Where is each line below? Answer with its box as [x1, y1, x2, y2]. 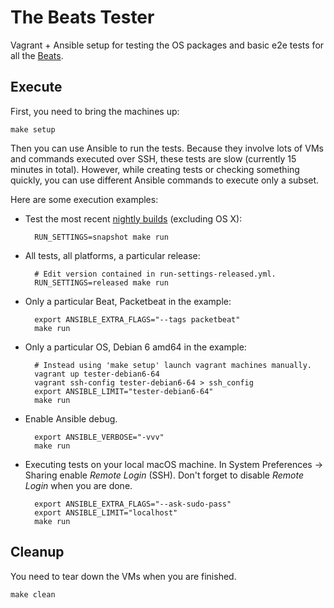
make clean [10, 589, 56, 600]
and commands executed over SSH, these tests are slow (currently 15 [10, 152, 297, 165]
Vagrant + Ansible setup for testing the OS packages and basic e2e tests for [10, 39, 325, 51]
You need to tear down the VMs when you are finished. [10, 570, 237, 582]
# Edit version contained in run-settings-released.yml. [34, 269, 277, 279]
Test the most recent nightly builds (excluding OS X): [24, 212, 243, 225]
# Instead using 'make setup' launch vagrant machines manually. [34, 360, 312, 370]
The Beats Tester [10, 6, 155, 29]
